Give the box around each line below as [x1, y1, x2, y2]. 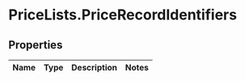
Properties [8, 38, 63, 52]
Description [71, 62, 117, 73]
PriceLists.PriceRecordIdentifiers [8, 6, 237, 24]
